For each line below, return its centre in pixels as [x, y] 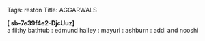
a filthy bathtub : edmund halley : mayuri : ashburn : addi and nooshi [103, 30]
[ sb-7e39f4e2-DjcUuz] [41, 23]
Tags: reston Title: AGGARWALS [52, 10]
